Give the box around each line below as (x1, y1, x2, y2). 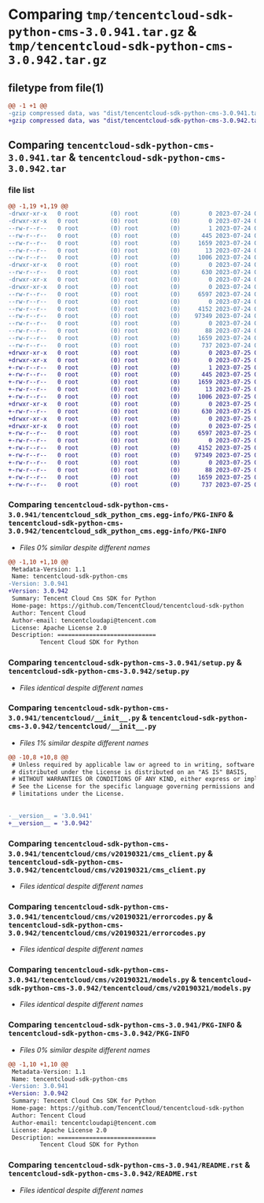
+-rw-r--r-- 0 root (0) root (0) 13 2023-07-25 (8, 386, 251, 394)
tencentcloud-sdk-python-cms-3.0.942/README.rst (8, 1169, 198, 1179)
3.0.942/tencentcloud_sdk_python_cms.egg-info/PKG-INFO (8, 527, 226, 536)
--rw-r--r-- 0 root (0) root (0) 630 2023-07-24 (8, 268, 251, 276)
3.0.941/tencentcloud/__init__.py (8, 714, 140, 723)
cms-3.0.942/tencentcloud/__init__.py (8, 722, 157, 731)
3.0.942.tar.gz (8, 53, 108, 68)
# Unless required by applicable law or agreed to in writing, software (11, 761, 255, 768)
